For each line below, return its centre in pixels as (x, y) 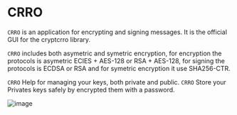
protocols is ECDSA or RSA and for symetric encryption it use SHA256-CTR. (119, 68)
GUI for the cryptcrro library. (49, 39)
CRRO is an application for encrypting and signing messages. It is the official (117, 32)
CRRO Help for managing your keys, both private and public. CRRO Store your (117, 82)
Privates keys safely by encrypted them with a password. (91, 89)
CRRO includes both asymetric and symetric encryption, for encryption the (115, 53)
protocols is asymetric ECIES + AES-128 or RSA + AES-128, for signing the (116, 60)
